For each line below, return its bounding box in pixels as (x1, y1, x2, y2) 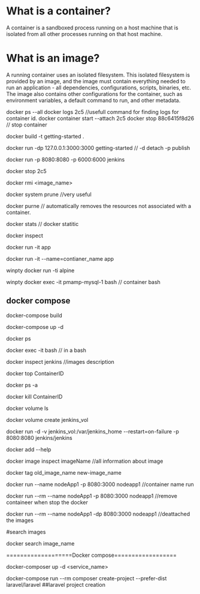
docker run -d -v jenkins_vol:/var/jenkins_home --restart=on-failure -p (6, 427, 180, 435)
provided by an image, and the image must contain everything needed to (6, 77, 186, 85)
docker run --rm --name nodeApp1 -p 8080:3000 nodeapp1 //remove (6, 492, 178, 499)
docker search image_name (6, 539, 75, 547)
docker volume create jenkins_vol (6, 416, 89, 423)
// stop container (6, 121, 48, 128)
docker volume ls (6, 405, 49, 412)
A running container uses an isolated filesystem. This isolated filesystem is (6, 71, 190, 79)
